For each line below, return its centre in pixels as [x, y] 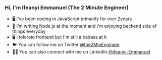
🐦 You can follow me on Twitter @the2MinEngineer [66, 45]
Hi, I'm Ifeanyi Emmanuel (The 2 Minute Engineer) [67, 8]
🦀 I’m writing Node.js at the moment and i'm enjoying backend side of [84, 26]
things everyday [29, 31]
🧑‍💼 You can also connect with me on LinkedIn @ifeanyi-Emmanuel [81, 52]
